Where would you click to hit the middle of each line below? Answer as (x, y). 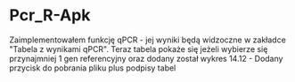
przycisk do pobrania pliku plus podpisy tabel (93, 68)
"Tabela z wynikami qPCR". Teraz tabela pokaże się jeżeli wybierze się (139, 48)
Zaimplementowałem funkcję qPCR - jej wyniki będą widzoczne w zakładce (148, 40)
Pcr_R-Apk (50, 15)
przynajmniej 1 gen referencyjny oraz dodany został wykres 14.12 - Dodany (146, 58)
